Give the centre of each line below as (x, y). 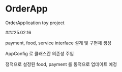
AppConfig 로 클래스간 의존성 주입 (40, 53)
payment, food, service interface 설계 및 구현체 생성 (58, 43)
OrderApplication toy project (35, 23)
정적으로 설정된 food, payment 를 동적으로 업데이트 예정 (61, 64)
